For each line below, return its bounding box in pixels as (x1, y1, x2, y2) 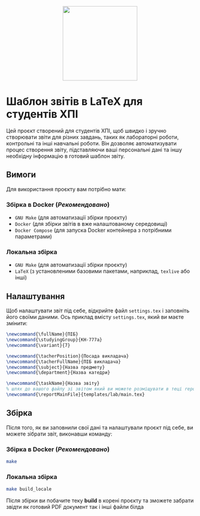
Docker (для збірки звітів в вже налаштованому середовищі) (14, 220, 168, 228)
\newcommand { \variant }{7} (6, 342, 70, 348)
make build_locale (6, 486, 52, 492)
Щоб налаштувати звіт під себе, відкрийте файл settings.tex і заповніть (6, 307, 190, 315)
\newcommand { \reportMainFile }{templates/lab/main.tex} (6, 391, 145, 398)
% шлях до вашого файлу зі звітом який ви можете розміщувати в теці (6, 386, 183, 392)
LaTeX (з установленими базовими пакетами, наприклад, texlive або (14, 268, 190, 275)
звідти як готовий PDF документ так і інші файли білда (6, 503, 144, 511)
